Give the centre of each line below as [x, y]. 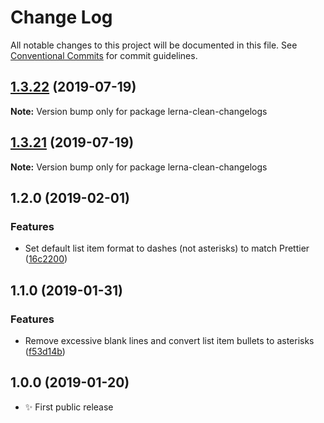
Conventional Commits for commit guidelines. [104, 55]
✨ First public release [69, 407]
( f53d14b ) [45, 351]
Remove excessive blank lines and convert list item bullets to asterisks [169, 340]
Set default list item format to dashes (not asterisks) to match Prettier [167, 248]
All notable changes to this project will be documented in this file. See [154, 45]
